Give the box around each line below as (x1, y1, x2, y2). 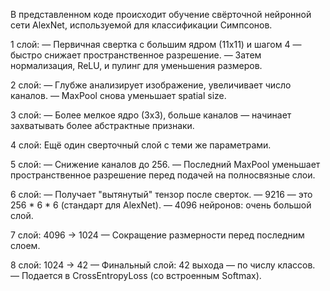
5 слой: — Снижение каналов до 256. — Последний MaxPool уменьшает (10, 159, 321, 170)
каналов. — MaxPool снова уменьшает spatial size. (10, 90, 227, 101)
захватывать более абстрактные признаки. (10, 120, 195, 131)
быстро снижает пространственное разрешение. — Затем (10, 49, 262, 61)
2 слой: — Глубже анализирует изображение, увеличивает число (10, 79, 292, 91)
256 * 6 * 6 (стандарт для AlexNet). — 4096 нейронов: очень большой (10, 199, 312, 211)
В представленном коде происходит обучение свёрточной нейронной (10, 9, 312, 20)
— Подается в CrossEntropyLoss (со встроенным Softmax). (10, 270, 262, 281)
